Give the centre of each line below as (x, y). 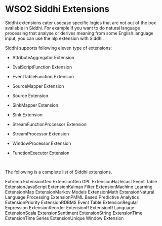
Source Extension (30, 96)
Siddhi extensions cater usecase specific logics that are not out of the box (81, 23)
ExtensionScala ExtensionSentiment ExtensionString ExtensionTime (74, 213)
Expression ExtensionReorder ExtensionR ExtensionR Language (70, 207)
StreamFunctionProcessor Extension (49, 124)
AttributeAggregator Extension (43, 57)
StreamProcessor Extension (40, 133)
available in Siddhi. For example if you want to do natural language (73, 28)
